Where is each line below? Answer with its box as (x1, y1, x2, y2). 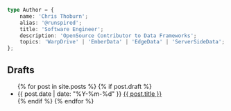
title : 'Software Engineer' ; (19, 26, 104, 32)
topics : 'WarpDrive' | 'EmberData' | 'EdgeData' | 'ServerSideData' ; (19, 39, 225, 46)
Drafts (7, 64, 35, 76)
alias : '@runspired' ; (19, 19, 82, 26)
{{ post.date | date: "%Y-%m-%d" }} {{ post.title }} (17, 90, 162, 98)
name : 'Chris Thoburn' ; (19, 12, 89, 20)
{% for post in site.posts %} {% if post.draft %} (17, 82, 153, 90)
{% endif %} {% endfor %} (17, 97, 94, 105)
